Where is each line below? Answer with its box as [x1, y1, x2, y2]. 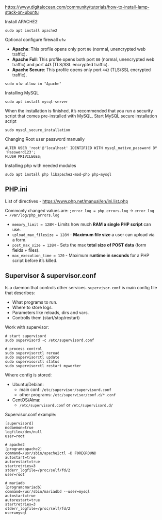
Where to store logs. [12, 304, 53, 310]
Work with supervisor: [5, 324, 49, 330]
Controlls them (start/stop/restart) [12, 315, 80, 320]
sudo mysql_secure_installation [5, 128, 70, 132]
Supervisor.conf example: [5, 411, 57, 417]
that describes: [5, 290, 35, 296]
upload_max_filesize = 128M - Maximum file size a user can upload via [12, 231, 155, 238]
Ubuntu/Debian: [12, 381, 44, 387]
